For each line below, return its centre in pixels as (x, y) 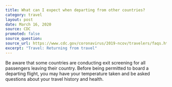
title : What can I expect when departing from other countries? (75, 10)
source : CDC (18, 29)
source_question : (24, 39)
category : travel (24, 15)
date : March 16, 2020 (28, 24)
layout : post (19, 19)
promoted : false (23, 34)
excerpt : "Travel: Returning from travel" (51, 48)
